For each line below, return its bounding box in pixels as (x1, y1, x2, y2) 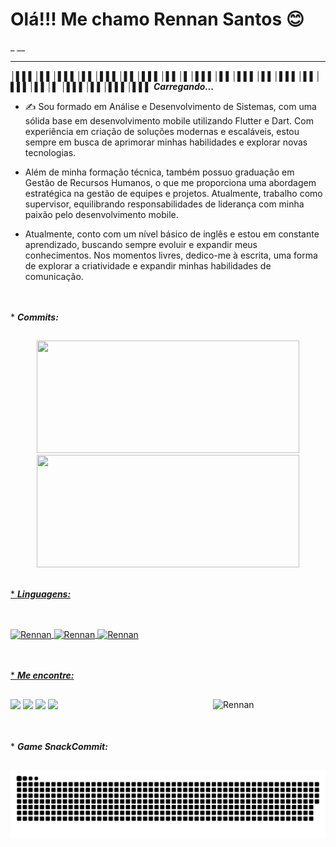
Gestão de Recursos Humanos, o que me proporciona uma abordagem (24, 176, 317, 188)
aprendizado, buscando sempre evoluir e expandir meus (24, 238, 258, 250)
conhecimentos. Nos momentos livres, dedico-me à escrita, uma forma (24, 249, 318, 261)
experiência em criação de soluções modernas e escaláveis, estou (24, 125, 300, 137)
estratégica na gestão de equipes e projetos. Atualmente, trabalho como (24, 187, 323, 199)
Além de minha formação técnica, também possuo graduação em (24, 166, 295, 178)
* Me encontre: (10, 669, 75, 682)
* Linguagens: (10, 588, 72, 600)
